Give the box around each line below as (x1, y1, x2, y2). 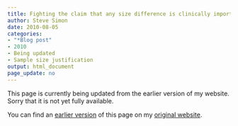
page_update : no (7, 69, 55, 76)
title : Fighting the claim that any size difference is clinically (7, 10, 211, 18)
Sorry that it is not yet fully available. (7, 96, 114, 105)
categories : (7, 30, 42, 38)
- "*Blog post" (7, 37, 52, 44)
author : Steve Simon (7, 17, 69, 24)
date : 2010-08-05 (7, 23, 59, 30)
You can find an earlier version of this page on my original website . (7, 110, 203, 119)
